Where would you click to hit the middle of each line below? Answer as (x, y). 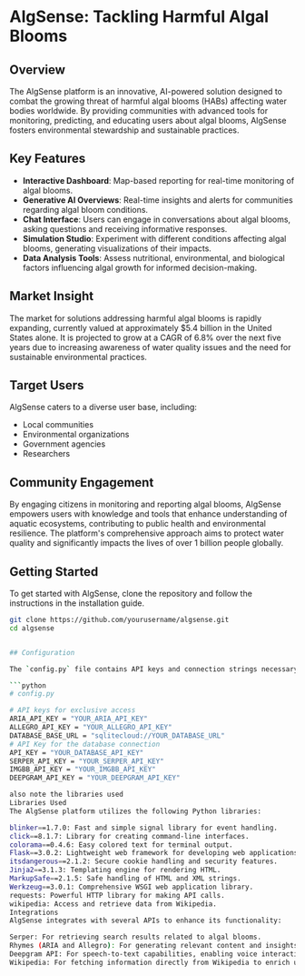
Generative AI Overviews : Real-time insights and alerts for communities (157, 200)
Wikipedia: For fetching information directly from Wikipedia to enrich (150, 962)
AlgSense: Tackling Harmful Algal (139, 17)
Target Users (47, 385)
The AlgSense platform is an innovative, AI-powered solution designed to (146, 91)
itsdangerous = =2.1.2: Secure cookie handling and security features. (144, 861)
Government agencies (64, 444)
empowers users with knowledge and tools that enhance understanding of (148, 514)
